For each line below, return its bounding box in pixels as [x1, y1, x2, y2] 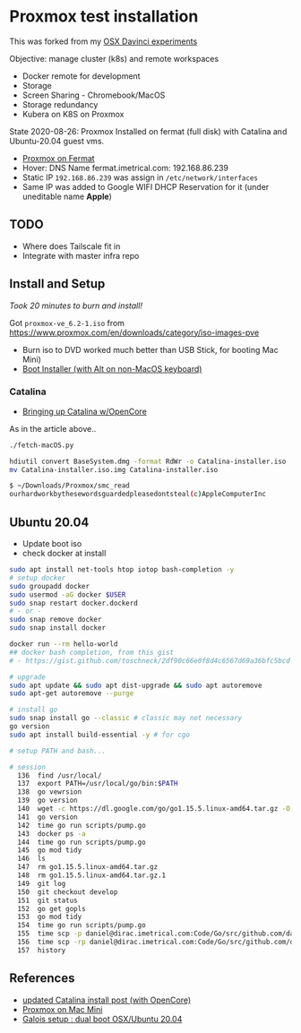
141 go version [17, 813, 78, 822]
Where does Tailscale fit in [21, 240, 121, 252]
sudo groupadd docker [9, 581, 90, 590]
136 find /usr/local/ [17, 770, 102, 780]
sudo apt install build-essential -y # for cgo [9, 730, 191, 739]
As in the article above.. [9, 423, 97, 434]
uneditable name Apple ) [21, 191, 112, 202]
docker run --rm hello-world [9, 640, 118, 649]
